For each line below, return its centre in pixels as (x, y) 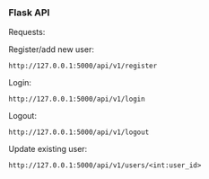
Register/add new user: (52, 49)
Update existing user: (48, 149)
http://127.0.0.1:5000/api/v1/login (77, 99)
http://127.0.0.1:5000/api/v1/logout (79, 132)
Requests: (27, 32)
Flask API (29, 13)
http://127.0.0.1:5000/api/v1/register (83, 66)
